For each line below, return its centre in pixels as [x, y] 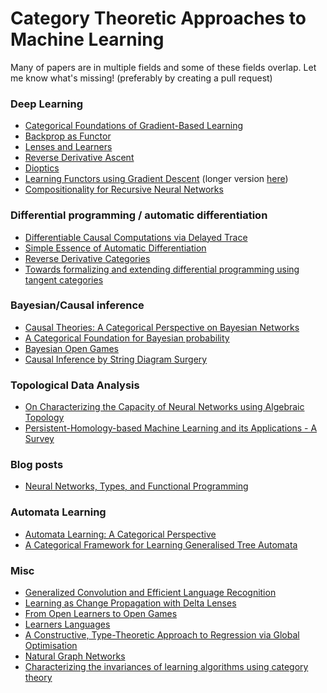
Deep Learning [47, 104]
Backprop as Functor [68, 136]
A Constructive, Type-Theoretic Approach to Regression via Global [162, 635]
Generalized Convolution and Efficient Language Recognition [150, 593]
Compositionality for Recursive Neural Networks [124, 189]
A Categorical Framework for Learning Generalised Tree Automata [161, 544]
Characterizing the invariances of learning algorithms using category [166, 667]
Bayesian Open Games [71, 348]
